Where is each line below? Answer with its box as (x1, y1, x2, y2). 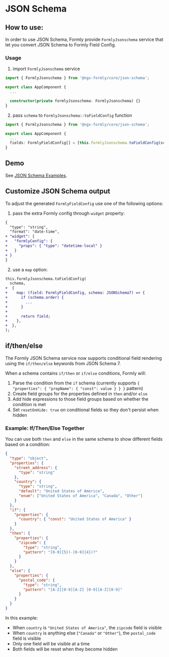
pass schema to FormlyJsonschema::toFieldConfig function (12, 112, 132, 118)
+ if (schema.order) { (5, 295, 64, 300)
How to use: (5, 23, 44, 32)
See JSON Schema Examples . (5, 172, 67, 178)
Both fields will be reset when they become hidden (12, 646, 118, 652)
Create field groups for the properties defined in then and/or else (12, 390, 148, 397)
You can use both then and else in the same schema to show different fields (5, 436, 163, 442)
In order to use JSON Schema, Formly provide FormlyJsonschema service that (5, 36, 163, 42)
